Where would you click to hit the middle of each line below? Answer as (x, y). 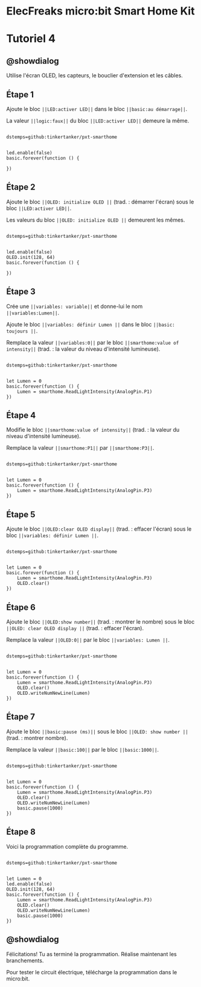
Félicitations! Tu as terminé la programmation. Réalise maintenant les (91, 954)
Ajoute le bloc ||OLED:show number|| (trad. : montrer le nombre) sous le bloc (101, 622)
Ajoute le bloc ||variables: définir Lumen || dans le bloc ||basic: (91, 324)
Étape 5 (21, 514)
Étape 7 (21, 717)
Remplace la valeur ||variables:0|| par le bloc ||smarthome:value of (93, 342)
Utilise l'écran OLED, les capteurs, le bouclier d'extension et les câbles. (94, 75)
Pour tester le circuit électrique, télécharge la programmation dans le (92, 972)
